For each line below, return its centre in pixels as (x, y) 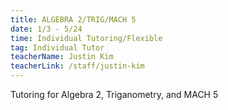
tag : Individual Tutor (57, 47)
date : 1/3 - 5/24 (46, 29)
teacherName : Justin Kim (62, 57)
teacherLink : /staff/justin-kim (77, 66)
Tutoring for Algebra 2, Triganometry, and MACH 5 (114, 94)
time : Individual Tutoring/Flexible (86, 38)
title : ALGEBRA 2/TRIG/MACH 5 (73, 19)
